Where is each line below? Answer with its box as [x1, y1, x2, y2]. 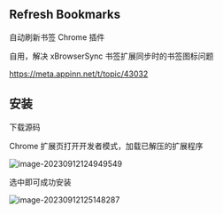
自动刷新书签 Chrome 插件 [9, 31, 105, 43]
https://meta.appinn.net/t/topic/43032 [9, 68, 149, 79]
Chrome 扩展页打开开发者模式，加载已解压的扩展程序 [9, 140, 204, 151]
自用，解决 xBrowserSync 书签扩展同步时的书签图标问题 [9, 51, 214, 61]
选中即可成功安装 [9, 177, 72, 187]
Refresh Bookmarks [9, 7, 121, 22]
